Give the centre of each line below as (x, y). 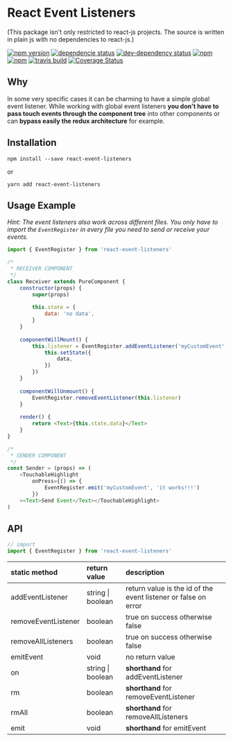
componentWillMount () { (54, 339)
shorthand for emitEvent (166, 728)
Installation (32, 143)
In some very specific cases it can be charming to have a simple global (109, 99)
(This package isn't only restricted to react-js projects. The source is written (116, 32)
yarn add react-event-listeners (54, 184)
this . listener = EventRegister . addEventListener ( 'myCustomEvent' (129, 346)
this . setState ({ (68, 353)
